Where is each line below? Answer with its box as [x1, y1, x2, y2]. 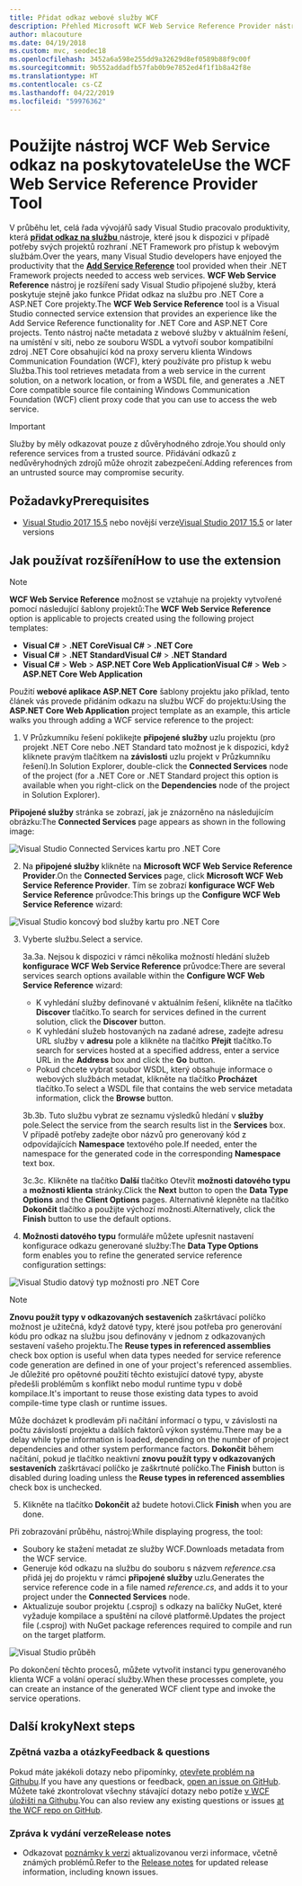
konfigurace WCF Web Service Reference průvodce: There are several [22, 961, 286, 971]
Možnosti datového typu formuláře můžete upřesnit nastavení [22, 1230, 254, 1241]
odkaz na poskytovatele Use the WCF [9, 155, 292, 175]
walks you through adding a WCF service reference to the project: [9, 714, 254, 725]
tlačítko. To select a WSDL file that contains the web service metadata [35, 1083, 293, 1094]
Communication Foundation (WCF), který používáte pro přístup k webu [9, 356, 271, 367]
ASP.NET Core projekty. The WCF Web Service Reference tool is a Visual [9, 298, 280, 310]
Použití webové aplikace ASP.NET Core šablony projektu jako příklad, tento [9, 686, 290, 696]
